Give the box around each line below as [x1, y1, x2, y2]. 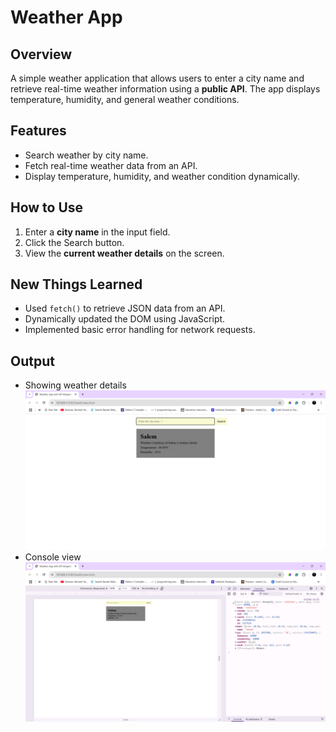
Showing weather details [24, 379, 127, 391]
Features [10, 122, 67, 140]
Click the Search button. [24, 236, 125, 248]
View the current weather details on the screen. [24, 247, 225, 259]
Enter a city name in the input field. [24, 226, 171, 238]
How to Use [10, 199, 84, 216]
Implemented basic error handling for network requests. [24, 324, 256, 336]
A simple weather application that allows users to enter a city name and [10, 72, 305, 84]
